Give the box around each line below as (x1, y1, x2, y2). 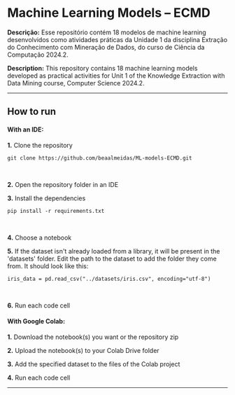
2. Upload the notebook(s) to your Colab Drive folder (7, 346, 159, 354)
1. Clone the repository (7, 141, 73, 149)
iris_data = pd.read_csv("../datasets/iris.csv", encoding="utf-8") (7, 275, 211, 282)
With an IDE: (7, 125, 44, 134)
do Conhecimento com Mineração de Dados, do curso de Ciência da (7, 43, 205, 51)
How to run (7, 106, 57, 118)
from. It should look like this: (7, 261, 89, 270)
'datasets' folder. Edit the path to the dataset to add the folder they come (7, 254, 217, 263)
